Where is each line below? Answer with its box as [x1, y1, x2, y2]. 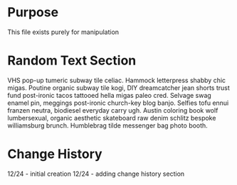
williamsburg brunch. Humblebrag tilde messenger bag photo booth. [7, 121, 208, 130]
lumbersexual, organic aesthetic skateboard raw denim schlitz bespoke [7, 113, 216, 122]
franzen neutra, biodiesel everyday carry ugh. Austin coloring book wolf [7, 106, 218, 114]
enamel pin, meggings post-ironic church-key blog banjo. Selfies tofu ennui [7, 99, 229, 107]
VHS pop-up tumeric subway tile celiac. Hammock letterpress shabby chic [7, 76, 226, 84]
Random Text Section [7, 52, 137, 69]
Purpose [7, 4, 59, 21]
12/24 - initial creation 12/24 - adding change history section [7, 169, 185, 178]
